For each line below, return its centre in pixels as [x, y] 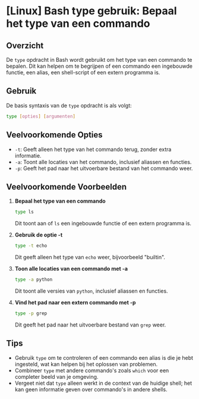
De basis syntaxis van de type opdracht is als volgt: [69, 105]
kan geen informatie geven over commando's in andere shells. [91, 389]
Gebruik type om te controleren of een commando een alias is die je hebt [104, 357]
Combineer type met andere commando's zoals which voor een [92, 370]
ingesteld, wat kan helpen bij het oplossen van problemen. [86, 364]
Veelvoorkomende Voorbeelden [67, 186]
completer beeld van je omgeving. [56, 376]
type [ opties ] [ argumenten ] [41, 116]
